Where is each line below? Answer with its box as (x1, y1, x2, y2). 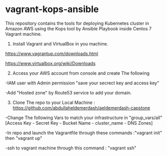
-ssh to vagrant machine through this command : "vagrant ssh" (5, 145, 137, 151)
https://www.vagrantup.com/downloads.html (5, 50, 98, 57)
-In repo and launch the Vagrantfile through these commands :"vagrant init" (5, 130, 162, 136)
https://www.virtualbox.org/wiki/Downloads (5, 60, 96, 66)
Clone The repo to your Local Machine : (12, 99, 95, 106)
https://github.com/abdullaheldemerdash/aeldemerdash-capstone (12, 105, 150, 111)
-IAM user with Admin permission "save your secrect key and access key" (5, 80, 159, 86)
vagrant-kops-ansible (5, 4, 99, 15)
